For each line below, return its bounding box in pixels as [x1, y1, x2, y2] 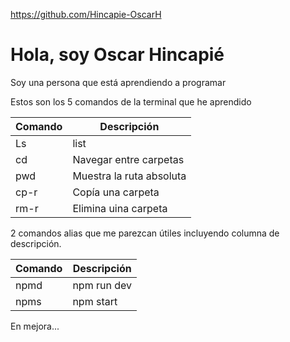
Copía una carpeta [72, 185, 160, 199]
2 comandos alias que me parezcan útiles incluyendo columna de [10, 227, 280, 239]
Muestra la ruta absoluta [72, 169, 187, 183]
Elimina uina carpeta [72, 201, 168, 215]
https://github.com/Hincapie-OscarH [10, 9, 162, 20]
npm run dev [72, 278, 133, 292]
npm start [72, 294, 118, 308]
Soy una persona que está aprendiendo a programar [10, 76, 227, 88]
